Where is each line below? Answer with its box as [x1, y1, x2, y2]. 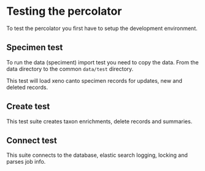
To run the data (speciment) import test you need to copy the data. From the [6, 58, 199, 66]
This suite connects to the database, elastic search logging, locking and [6, 151, 188, 159]
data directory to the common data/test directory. [6, 65, 134, 72]
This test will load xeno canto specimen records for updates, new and [6, 77, 183, 84]
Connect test [6, 135, 57, 145]
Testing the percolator [6, 4, 122, 18]
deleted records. [6, 83, 48, 91]
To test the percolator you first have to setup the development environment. [6, 25, 198, 32]
